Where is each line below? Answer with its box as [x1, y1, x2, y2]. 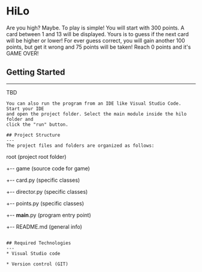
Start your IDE [6, 105, 44, 112]
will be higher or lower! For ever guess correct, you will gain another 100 [6, 37, 185, 44]
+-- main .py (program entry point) [6, 211, 91, 218]
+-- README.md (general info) [6, 223, 82, 230]
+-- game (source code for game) [6, 164, 90, 172]
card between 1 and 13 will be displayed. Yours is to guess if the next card [6, 30, 189, 37]
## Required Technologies [6, 240, 71, 246]
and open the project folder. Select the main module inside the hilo [6, 111, 187, 117]
